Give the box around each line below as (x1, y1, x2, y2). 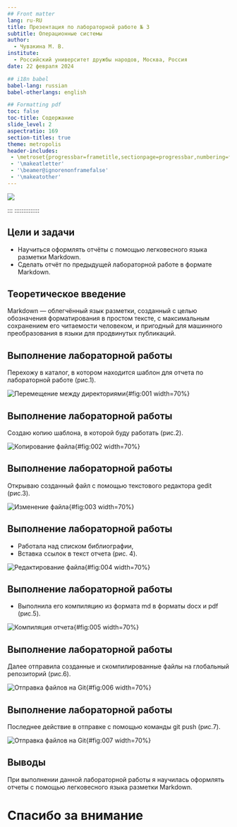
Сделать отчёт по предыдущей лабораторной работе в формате (17, 260, 212, 269)
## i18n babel (7, 75, 49, 82)
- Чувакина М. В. (13, 43, 65, 50)
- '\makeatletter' (10, 160, 65, 168)
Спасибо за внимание (7, 808, 143, 823)
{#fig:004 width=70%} (84, 563, 150, 571)
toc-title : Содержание (7, 114, 74, 122)
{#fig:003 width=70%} (68, 502, 135, 511)
